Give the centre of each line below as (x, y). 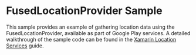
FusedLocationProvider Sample (84, 11)
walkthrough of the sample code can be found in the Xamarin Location (91, 39)
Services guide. (25, 46)
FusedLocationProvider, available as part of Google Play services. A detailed (98, 33)
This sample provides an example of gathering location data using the (90, 27)
